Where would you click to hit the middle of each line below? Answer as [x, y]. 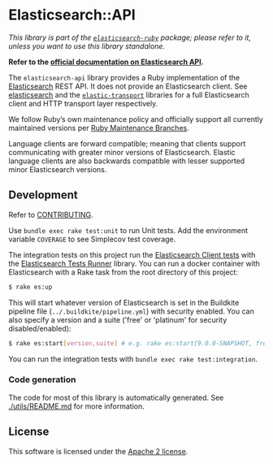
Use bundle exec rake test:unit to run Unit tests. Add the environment [128, 230]
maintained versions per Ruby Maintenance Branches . [99, 128]
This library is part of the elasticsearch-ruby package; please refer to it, [130, 37]
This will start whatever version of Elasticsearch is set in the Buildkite [124, 302]
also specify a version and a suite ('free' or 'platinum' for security [118, 319]
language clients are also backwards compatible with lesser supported [127, 161]
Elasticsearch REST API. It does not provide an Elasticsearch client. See [128, 86]
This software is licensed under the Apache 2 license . [98, 451]
